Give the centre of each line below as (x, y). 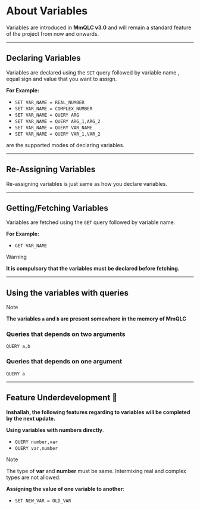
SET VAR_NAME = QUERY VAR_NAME (54, 128)
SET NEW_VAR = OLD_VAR (43, 501)
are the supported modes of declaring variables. (65, 145)
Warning (16, 257)
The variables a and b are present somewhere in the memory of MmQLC (96, 319)
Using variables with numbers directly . (55, 430)
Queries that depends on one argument (64, 362)
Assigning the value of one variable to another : (65, 489)
